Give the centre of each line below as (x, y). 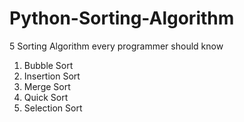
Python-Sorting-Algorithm (122, 18)
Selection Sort (53, 108)
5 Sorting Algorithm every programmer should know (116, 46)
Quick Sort (46, 97)
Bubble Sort (48, 65)
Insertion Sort (52, 76)
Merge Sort (47, 86)
